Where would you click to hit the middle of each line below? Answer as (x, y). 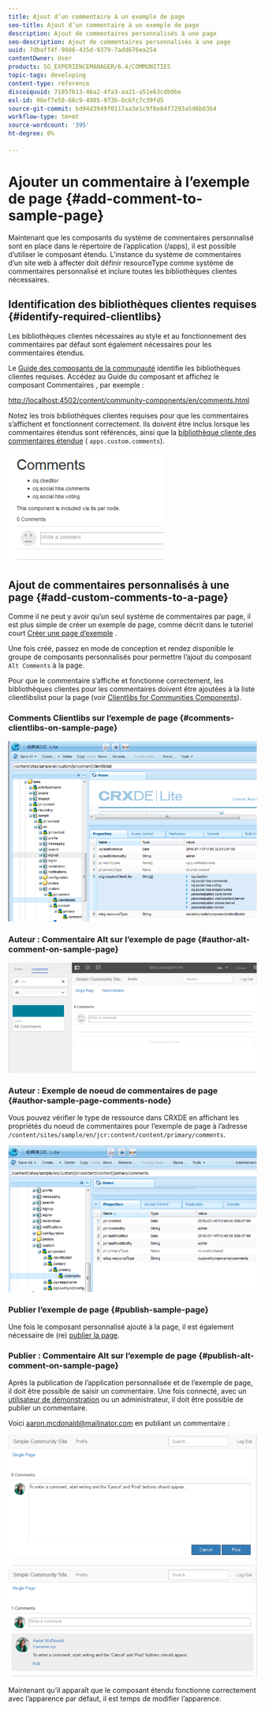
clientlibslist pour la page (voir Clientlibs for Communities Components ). (125, 698)
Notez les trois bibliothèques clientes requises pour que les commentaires (129, 415)
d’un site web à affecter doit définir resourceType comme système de (121, 263)
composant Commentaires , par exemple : (76, 384)
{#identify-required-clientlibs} (85, 317)
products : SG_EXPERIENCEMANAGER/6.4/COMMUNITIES (90, 67)
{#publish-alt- (226, 1355)
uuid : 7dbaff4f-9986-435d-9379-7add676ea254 (82, 50)
